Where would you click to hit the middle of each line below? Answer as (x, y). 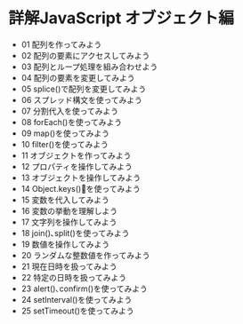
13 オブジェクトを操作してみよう (81, 178)
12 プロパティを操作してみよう (77, 166)
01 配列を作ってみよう (61, 44)
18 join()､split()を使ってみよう (75, 233)
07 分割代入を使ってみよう (70, 111)
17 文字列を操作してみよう (69, 222)
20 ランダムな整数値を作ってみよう (85, 255)
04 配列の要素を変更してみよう (78, 77)
